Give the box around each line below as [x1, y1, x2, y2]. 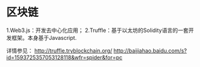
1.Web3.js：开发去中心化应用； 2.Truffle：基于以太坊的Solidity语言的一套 [6, 27, 189, 34]
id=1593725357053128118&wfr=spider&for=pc [6, 54, 123, 61]
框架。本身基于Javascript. [11, 34, 77, 41]
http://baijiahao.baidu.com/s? [113, 46, 187, 54]
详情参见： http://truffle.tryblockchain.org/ [6, 46, 112, 54]
